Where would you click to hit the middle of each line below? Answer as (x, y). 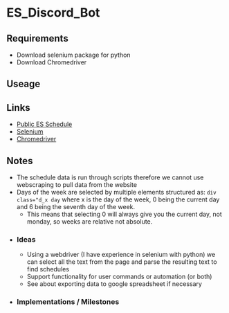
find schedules (48, 269)
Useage (24, 84)
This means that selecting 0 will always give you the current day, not (124, 214)
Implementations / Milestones (68, 302)
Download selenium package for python (73, 55)
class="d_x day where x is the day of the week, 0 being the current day (118, 199)
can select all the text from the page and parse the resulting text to (122, 262)
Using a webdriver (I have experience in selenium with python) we (121, 255)
